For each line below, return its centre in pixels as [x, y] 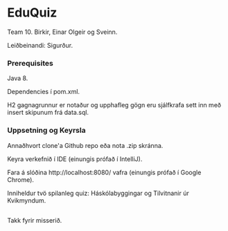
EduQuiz [32, 13]
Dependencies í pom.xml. [44, 92]
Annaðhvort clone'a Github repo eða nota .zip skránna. [85, 145]
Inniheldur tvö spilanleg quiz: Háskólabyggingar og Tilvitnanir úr [98, 193]
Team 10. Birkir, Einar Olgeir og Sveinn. [62, 32]
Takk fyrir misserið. [35, 220]
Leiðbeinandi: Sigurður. [40, 45]
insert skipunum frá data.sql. [48, 113]
